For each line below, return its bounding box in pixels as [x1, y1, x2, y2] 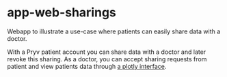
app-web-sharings [7, 5, 116, 20]
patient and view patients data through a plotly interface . [7, 62, 167, 70]
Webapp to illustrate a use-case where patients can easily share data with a [7, 27, 221, 35]
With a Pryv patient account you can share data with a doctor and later [7, 48, 206, 56]
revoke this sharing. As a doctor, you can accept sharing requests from [7, 55, 207, 63]
